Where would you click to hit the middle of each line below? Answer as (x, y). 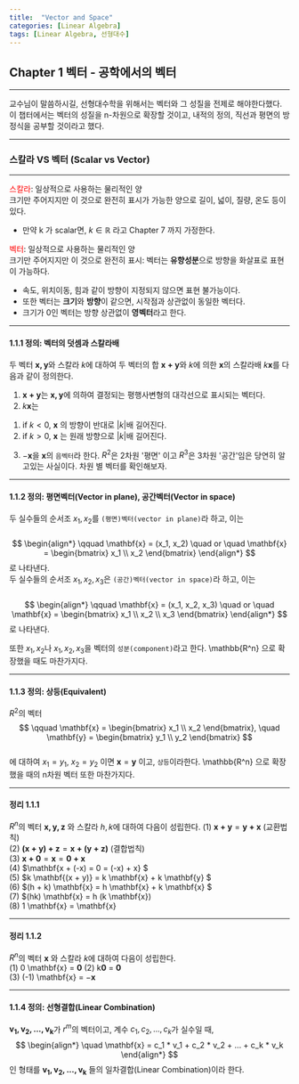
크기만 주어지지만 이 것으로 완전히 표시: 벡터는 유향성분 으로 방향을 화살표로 (139, 260)
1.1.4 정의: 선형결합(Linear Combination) (82, 1007)
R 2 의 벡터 (26, 712)
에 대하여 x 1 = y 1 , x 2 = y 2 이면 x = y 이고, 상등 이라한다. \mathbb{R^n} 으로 (139, 762)
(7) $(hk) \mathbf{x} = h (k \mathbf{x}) (81, 897)
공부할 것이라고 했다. (69, 126)
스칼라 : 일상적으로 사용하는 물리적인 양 (76, 189)
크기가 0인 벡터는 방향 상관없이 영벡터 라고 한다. (104, 313)
